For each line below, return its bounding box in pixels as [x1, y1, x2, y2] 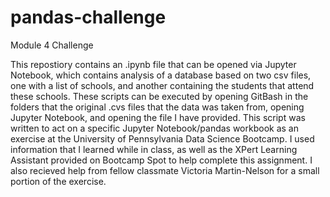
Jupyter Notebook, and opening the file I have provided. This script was [10, 111, 306, 123]
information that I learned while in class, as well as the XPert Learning [10, 143, 298, 155]
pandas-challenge [10, 6, 167, 29]
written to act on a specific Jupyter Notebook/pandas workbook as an [10, 122, 299, 134]
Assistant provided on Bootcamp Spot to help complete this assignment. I [10, 154, 313, 166]
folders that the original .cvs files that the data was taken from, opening [10, 101, 305, 113]
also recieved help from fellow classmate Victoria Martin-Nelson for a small [10, 164, 320, 176]
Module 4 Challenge [10, 39, 94, 51]
